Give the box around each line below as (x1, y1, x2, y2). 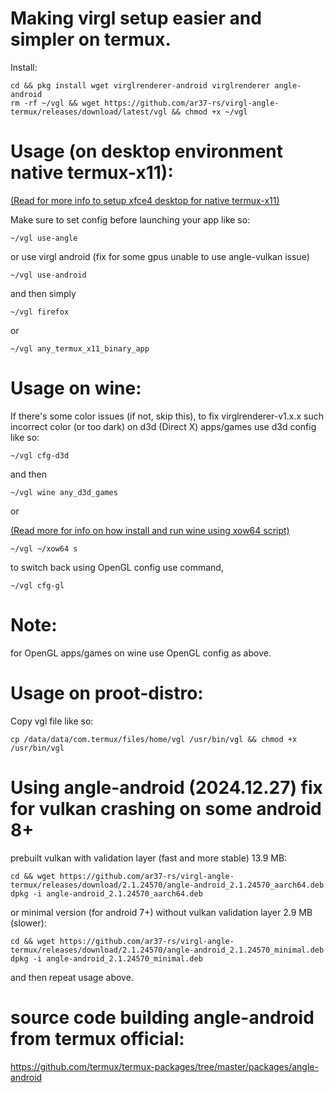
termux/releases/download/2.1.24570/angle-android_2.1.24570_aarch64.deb (10, 880, 325, 890)
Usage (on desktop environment (10, 140, 284, 163)
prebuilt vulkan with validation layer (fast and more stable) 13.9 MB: (10, 852, 288, 864)
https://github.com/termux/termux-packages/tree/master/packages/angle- (10, 1060, 319, 1072)
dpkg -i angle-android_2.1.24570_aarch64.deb (10, 888, 203, 899)
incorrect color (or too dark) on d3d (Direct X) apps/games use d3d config (10, 420, 317, 432)
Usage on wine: (10, 377, 142, 400)
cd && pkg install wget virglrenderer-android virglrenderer (10, 80, 271, 91)
